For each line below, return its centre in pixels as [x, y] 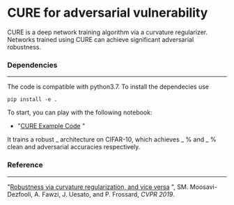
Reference [25, 165]
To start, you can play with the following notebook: [80, 112]
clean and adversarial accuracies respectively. [74, 147]
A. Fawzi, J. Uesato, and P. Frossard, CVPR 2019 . [105, 194]
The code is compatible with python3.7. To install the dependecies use [108, 87]
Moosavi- [203, 187]
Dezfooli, [20, 194]
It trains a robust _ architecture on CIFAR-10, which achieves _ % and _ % [112, 139]
